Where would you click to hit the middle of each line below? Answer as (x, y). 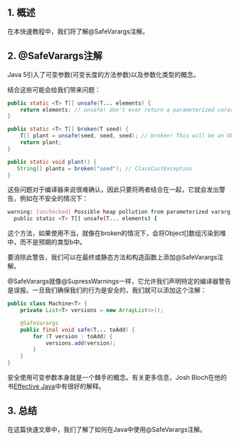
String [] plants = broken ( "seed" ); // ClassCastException (105, 168)
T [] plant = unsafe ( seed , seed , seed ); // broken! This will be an (122, 136)
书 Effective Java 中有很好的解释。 (56, 386)
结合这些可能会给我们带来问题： (54, 89)
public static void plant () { (52, 162)
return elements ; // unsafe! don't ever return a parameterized (117, 110)
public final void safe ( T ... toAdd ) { (78, 330)
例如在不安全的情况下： (54, 199)
